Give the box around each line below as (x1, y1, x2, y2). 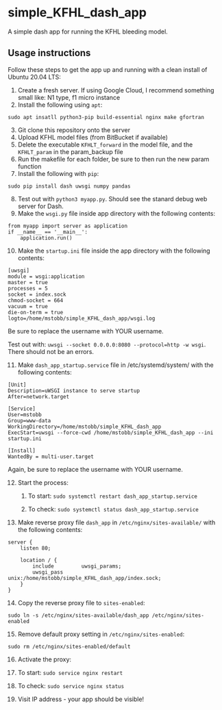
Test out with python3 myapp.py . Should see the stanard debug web (17, 194, 208, 203)
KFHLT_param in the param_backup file (17, 147, 124, 155)
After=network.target (8, 393, 70, 400)
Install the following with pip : (17, 169, 99, 177)
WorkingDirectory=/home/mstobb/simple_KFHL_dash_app (8, 423, 162, 430)
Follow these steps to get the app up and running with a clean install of (8, 65, 208, 73)
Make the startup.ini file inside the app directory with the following (17, 246, 211, 255)
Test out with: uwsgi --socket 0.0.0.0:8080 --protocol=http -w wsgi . (8, 340, 206, 348)
